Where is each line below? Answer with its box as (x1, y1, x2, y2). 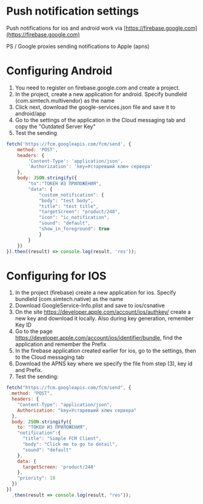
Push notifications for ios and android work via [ (6, 24, 126, 32)
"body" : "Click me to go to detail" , (22, 441, 118, 447)
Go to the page (15, 328, 53, 335)
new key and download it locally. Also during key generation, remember (15, 315, 194, 322)
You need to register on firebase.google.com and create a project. (15, 84, 181, 91)
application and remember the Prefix (15, 340, 107, 348)
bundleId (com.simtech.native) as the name (15, 295, 124, 303)
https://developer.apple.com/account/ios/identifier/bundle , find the (15, 334, 182, 342)
